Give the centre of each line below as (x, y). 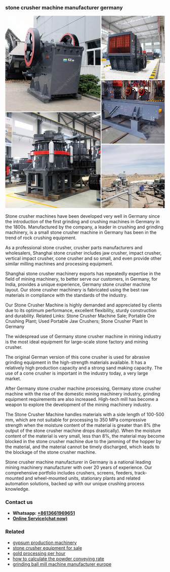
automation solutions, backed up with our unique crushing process (75, 483)
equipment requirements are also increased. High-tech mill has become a (82, 399)
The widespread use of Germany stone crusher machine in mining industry (83, 336)
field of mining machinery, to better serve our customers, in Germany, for (81, 279)
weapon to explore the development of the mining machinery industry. (78, 405)
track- (141, 473)
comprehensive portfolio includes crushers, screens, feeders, (69, 473)
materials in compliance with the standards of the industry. (66, 295)
